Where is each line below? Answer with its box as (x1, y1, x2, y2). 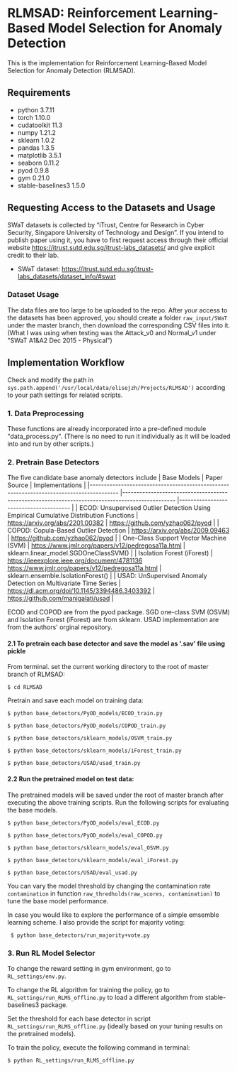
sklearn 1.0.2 (17, 136, 55, 144)
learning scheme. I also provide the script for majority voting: (7, 918, 185, 926)
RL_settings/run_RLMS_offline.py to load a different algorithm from (7, 993, 204, 1001)
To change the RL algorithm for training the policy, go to (7, 985, 170, 994)
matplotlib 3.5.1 (17, 151, 62, 159)
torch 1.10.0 (17, 113, 51, 121)
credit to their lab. (7, 251, 59, 259)
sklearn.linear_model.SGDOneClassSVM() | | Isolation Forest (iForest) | (7, 549, 214, 558)
